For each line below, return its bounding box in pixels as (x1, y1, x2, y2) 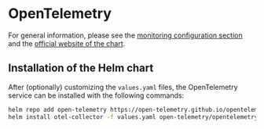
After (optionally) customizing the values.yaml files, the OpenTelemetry (8, 82, 238, 91)
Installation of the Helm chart (8, 62, 154, 75)
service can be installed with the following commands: (8, 91, 185, 100)
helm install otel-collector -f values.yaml (8, 113, 156, 121)
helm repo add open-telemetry (8, 106, 108, 113)
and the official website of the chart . (8, 38, 126, 48)
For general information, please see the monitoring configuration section (8, 30, 243, 40)
